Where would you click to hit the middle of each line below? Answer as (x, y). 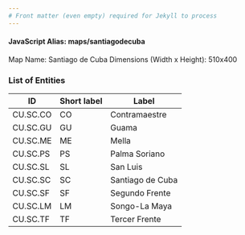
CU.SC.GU (32, 128)
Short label (81, 101)
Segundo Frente (141, 193)
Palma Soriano (138, 154)
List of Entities (37, 80)
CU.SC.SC (32, 180)
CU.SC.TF (31, 220)
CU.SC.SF (31, 193)
